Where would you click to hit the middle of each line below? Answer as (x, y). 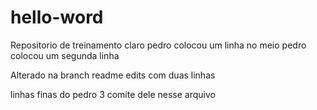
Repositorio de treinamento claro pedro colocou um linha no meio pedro (158, 45)
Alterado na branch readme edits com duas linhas (113, 75)
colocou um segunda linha (65, 55)
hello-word (57, 17)
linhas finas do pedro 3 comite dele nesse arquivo (113, 94)
